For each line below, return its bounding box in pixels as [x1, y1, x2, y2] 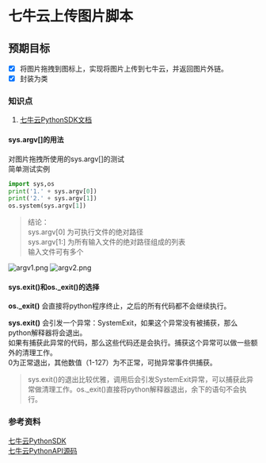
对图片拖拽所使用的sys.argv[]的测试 [8, 154, 125, 164]
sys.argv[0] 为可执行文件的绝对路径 [27, 227, 144, 237]
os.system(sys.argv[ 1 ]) [8, 202, 87, 210]
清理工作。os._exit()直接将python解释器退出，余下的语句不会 [41, 384, 240, 394]
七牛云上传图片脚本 [8, 7, 134, 25]
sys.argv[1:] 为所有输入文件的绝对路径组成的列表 [27, 237, 186, 247]
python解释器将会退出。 [8, 328, 87, 338]
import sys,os [8, 179, 55, 187]
